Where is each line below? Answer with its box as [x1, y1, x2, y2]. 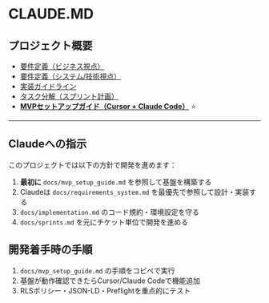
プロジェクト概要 [8, 38, 93, 52]
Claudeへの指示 [8, 137, 87, 151]
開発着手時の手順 [8, 243, 93, 257]
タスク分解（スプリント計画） [19, 91, 118, 101]
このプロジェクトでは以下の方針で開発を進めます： [8, 160, 177, 169]
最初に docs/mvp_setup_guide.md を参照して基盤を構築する [19, 177, 212, 187]
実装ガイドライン [19, 82, 77, 91]
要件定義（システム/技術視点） [19, 71, 122, 81]
